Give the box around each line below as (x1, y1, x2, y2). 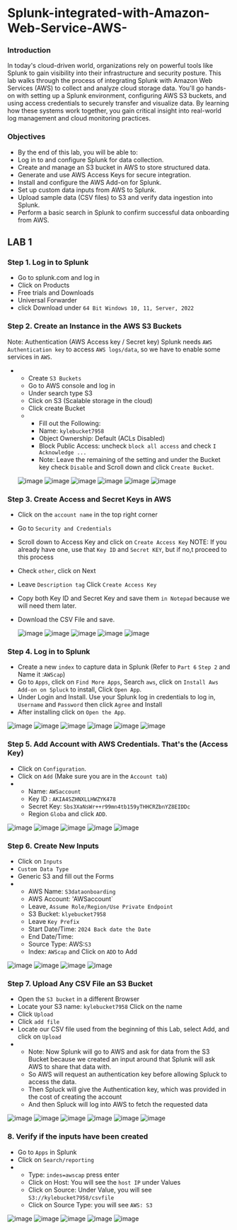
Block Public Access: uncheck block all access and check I (38, 441, 216, 450)
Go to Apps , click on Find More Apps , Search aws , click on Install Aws (17, 678, 219, 687)
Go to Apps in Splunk (17, 1148, 77, 1156)
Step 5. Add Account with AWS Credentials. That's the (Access (7, 739, 229, 749)
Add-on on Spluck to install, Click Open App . (17, 685, 142, 694)
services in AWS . (7, 352, 52, 361)
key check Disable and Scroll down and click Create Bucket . (38, 463, 214, 471)
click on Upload (17, 1032, 62, 1041)
